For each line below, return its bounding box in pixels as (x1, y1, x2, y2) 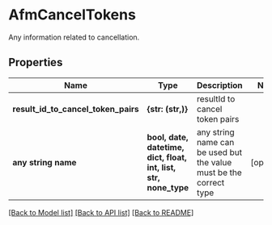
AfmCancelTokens (8, 6, 136, 24)
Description (197, 79, 243, 90)
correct (197, 177, 225, 188)
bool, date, (147, 131, 189, 143)
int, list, (147, 161, 176, 173)
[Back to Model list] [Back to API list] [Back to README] (8, 207, 194, 217)
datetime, (147, 141, 185, 152)
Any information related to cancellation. (8, 32, 140, 42)
